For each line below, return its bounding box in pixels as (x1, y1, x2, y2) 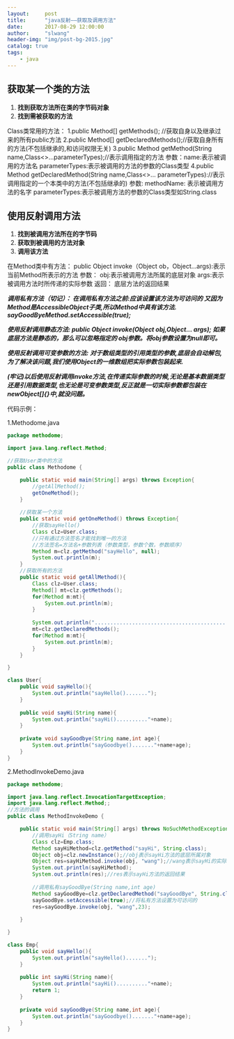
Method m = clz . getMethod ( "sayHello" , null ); (32, 548, 160, 555)
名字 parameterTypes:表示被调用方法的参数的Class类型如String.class (19, 188, 217, 196)
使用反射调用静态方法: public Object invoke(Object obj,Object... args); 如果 (7, 325, 226, 334)
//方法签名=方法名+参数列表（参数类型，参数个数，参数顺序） (32, 541, 185, 548)
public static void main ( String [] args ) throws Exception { (19, 476, 195, 484)
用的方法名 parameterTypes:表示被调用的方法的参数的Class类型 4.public (7, 161, 214, 170)
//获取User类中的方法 (7, 458, 63, 465)
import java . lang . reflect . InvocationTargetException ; (7, 793, 167, 800)
